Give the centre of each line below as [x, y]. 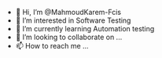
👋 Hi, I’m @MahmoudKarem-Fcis [68, 12]
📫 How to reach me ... [52, 46]
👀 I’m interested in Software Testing [73, 20]
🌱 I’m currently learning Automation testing [85, 29]
